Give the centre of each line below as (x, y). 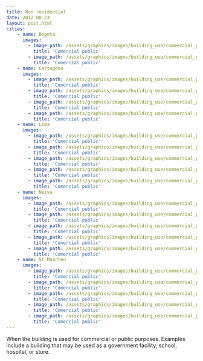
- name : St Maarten (42, 260)
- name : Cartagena (40, 68)
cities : (16, 29)
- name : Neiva (35, 192)
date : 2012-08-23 (28, 18)
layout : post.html (29, 23)
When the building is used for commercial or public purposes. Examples (96, 339)
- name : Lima (34, 125)
